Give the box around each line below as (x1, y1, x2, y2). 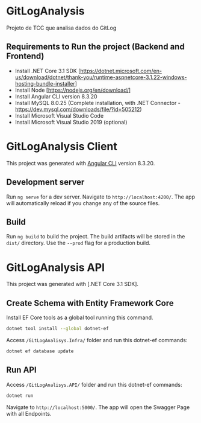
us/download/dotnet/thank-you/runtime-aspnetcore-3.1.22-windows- (14, 74, 188, 81)
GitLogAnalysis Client (6, 139, 117, 153)
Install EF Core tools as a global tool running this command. (6, 314, 153, 321)
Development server (6, 177, 85, 188)
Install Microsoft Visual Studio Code (14, 112, 104, 119)
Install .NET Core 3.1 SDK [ (14, 67, 81, 74)
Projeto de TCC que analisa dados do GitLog (6, 24, 117, 31)
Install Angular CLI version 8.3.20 (14, 92, 97, 100)
